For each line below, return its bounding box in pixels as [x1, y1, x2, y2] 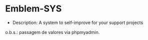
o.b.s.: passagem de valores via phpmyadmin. [5, 29, 100, 35]
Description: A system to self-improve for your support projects [12, 19, 143, 25]
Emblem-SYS [5, 3, 62, 14]
